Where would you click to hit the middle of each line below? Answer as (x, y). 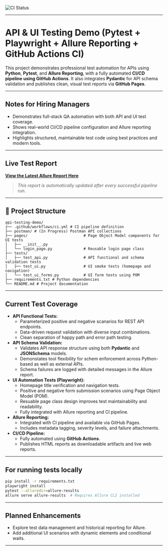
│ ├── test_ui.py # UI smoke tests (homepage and (78, 266)
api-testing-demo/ (24, 223)
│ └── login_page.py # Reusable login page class (74, 249)
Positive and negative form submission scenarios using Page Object (90, 391)
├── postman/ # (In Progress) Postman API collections (63, 231)
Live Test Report (31, 164)
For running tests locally (44, 470)
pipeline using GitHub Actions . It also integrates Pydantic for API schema (82, 78)
